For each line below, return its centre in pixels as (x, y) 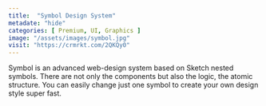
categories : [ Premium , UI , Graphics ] (75, 30)
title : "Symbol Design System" (62, 16)
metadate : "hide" (37, 23)
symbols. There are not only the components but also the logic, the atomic (131, 77)
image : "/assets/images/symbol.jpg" (69, 38)
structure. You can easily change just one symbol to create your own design (133, 85)
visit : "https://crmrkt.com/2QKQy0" (69, 45)
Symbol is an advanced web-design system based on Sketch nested (121, 68)
